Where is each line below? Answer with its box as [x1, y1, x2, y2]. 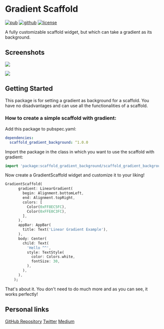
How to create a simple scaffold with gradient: [5, 115, 117, 122]
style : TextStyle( [26, 250, 64, 255]
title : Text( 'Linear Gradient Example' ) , [22, 227, 108, 232]
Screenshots [5, 48, 45, 57]
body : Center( [18, 236, 47, 241]
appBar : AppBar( [18, 222, 51, 228]
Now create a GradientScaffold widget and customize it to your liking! [5, 172, 145, 178]
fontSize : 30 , [31, 259, 60, 264]
